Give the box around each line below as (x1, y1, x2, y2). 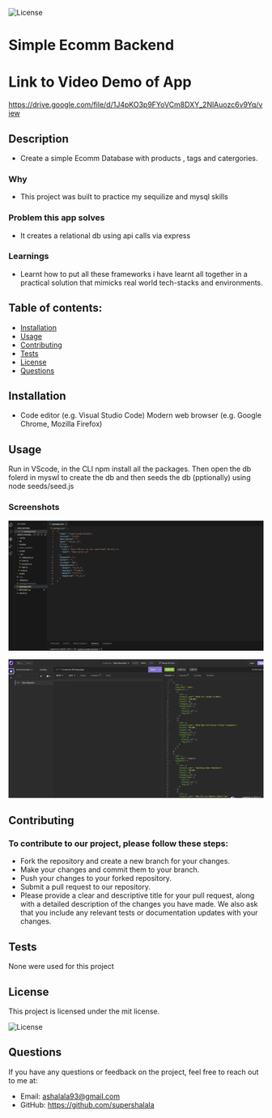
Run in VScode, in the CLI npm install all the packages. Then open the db (8, 464, 252, 474)
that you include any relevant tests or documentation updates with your (19, 908, 258, 918)
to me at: (8, 1075, 38, 1085)
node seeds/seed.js (8, 482, 74, 491)
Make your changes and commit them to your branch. (19, 865, 200, 874)
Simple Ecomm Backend (8, 36, 175, 54)
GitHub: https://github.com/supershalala (19, 1099, 155, 1109)
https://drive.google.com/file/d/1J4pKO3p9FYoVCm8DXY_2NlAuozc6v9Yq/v (8, 100, 263, 109)
